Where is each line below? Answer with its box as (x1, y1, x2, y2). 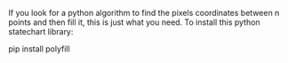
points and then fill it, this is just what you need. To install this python (8, 17, 260, 28)
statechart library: (8, 27, 74, 36)
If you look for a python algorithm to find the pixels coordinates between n (8, 8, 280, 18)
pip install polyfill (8, 43, 70, 54)
